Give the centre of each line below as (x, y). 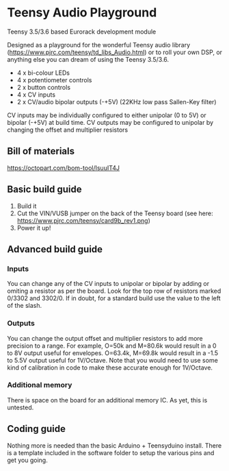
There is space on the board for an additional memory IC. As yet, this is (107, 400)
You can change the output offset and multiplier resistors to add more (105, 338)
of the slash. (25, 306)
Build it (27, 206)
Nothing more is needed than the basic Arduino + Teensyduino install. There (114, 445)
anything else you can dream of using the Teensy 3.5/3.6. (88, 59)
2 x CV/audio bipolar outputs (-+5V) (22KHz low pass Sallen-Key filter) (117, 101)
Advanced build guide (55, 249)
